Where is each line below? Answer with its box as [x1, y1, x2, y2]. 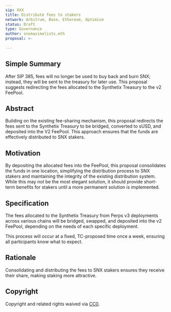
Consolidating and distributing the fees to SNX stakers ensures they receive [5, 267, 165, 273]
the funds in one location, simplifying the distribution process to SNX [5, 168, 150, 174]
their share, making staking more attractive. [5, 272, 97, 278]
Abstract [5, 104, 34, 113]
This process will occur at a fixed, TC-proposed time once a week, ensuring [5, 233, 165, 239]
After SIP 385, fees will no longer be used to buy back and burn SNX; [5, 73, 151, 79]
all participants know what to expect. [5, 238, 83, 245]
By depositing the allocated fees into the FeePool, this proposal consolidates [5, 162, 166, 169]
